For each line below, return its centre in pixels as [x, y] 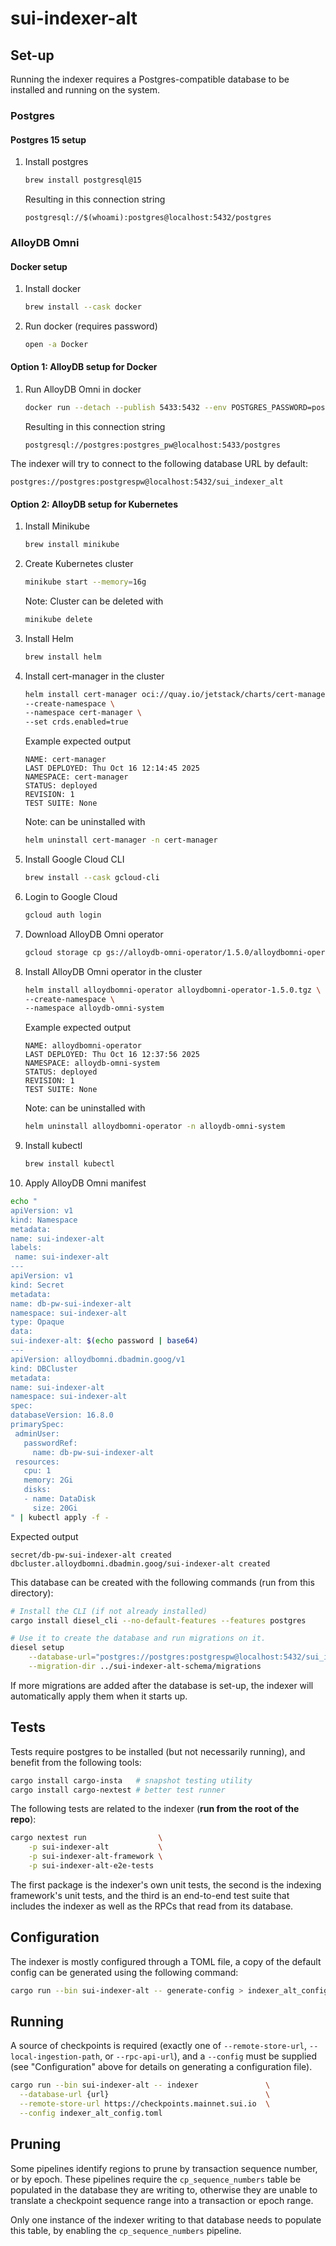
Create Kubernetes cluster [79, 564]
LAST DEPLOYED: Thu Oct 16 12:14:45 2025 [112, 768]
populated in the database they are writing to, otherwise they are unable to [164, 2189]
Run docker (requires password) [91, 326]
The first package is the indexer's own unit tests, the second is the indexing [166, 1884]
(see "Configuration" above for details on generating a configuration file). [161, 2067]
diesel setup [37, 1648]
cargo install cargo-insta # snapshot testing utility [131, 1780]
